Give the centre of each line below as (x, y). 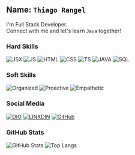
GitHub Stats (25, 132)
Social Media (25, 103)
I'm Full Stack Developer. (37, 24)
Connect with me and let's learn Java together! (64, 31)
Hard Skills (22, 46)
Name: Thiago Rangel (46, 10)
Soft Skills (21, 75)
